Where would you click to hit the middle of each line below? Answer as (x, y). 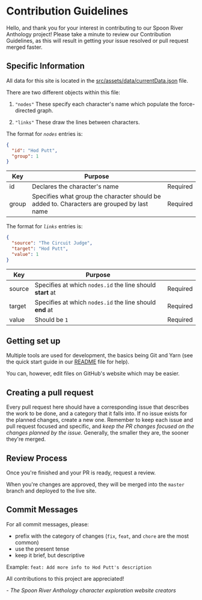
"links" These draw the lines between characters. (77, 122)
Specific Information (46, 66)
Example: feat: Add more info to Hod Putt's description (79, 567)
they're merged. (26, 439)
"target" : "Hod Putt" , (40, 249)
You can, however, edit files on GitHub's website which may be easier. (93, 374)
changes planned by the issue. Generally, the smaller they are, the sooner (98, 433)
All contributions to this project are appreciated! (65, 578)
